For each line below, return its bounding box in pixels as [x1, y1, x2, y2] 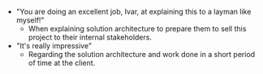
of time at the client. [28, 58, 96, 68]
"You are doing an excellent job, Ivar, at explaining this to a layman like [15, 7, 252, 16]
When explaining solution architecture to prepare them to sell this [28, 24, 247, 33]
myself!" [15, 15, 45, 25]
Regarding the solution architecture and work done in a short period [28, 50, 256, 59]
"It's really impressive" [15, 41, 92, 51]
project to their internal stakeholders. [28, 32, 153, 42]
